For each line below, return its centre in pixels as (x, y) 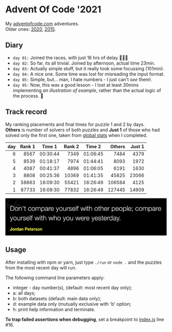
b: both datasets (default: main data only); (57, 298)
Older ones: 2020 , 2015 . (31, 29)
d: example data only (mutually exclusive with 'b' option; (72, 304)
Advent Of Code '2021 (53, 9)
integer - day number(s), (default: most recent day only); (72, 287)
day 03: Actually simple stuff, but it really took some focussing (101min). (89, 68)
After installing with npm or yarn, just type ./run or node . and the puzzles (84, 262)
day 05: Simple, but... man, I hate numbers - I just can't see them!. (82, 79)
